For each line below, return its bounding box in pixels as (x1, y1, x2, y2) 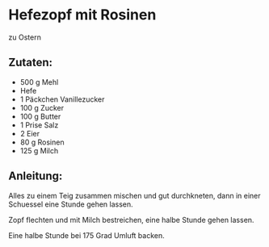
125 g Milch (19, 145, 59, 155)
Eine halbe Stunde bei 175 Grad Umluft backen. (8, 230, 166, 240)
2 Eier (19, 128, 40, 138)
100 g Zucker (19, 103, 65, 112)
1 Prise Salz (19, 119, 59, 130)
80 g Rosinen (19, 137, 65, 147)
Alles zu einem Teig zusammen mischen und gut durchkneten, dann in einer (8, 190, 261, 200)
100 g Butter (19, 111, 61, 121)
